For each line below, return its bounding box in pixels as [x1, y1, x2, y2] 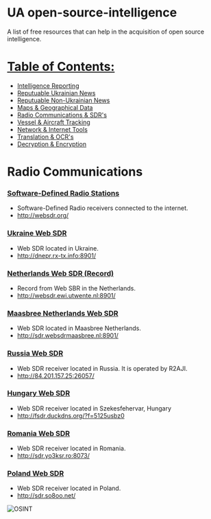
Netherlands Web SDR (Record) [7, 268, 114, 278]
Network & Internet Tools [16, 125, 88, 133]
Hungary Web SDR [7, 389, 71, 398]
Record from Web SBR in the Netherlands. [16, 284, 136, 292]
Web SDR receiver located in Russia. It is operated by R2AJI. [16, 364, 188, 372]
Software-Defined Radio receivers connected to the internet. [16, 204, 188, 212]
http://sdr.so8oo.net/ [16, 492, 76, 500]
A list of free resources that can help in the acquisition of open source [7, 27, 204, 36]
